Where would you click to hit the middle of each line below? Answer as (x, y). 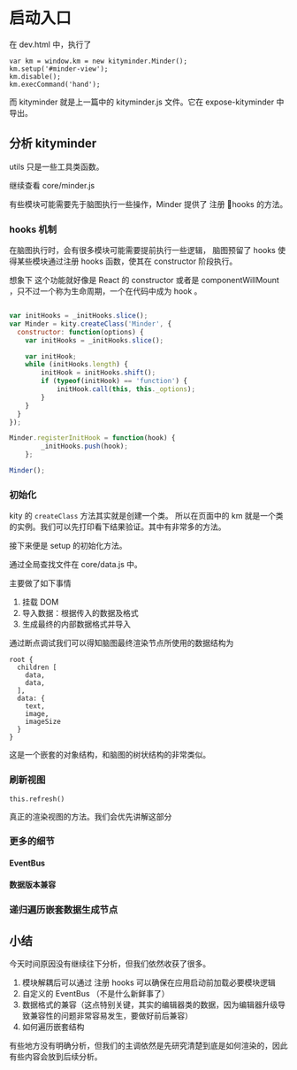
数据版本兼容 (32, 884)
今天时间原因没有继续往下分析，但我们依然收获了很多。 (110, 964)
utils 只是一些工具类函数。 (57, 166)
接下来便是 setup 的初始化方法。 (68, 546)
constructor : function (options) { (80, 332)
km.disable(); (35, 76)
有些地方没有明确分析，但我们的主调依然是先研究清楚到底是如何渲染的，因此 (148, 1046)
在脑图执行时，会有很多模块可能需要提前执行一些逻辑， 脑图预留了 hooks (143, 250)
